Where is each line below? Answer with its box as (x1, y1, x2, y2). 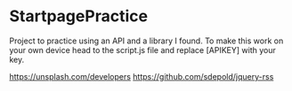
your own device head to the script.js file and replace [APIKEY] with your (9, 44, 276, 55)
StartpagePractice (9, 6, 149, 27)
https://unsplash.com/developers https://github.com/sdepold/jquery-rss (9, 71, 274, 81)
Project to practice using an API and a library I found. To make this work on (9, 35, 284, 46)
